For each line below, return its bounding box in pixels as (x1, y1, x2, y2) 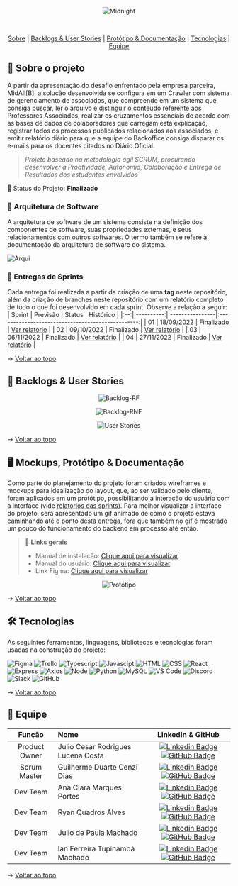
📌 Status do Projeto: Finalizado (7, 184, 98, 192)
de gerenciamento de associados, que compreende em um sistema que (7, 96, 217, 104)
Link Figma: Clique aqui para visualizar (35, 567, 149, 575)
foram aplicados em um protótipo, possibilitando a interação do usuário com (7, 494, 230, 503)
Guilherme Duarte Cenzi (57, 762, 138, 772)
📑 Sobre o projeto (7, 62, 85, 74)
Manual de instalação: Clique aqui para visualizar (35, 552, 178, 560)
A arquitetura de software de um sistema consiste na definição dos (7, 218, 203, 226)
